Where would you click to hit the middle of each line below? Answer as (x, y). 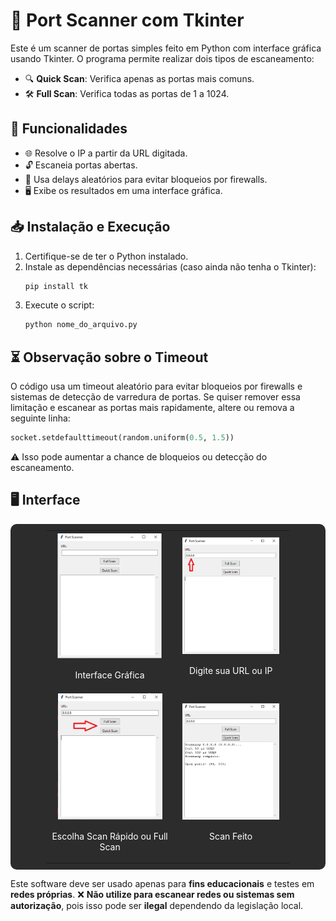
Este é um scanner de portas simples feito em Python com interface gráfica (166, 48)
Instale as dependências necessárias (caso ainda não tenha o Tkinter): (170, 266)
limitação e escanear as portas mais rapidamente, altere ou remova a (152, 408)
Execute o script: (59, 305)
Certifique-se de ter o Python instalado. (106, 256)
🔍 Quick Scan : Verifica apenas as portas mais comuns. (139, 78)
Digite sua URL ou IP (230, 671)
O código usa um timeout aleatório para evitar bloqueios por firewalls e (156, 386)
